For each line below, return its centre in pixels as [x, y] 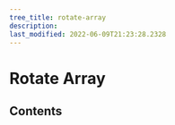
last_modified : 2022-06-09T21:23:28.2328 [88, 34]
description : [34, 26]
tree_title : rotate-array [57, 17]
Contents [36, 111]
